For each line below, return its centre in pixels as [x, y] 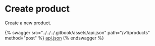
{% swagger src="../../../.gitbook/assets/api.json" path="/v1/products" [77, 32]
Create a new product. [28, 23]
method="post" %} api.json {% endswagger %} [54, 38]
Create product [37, 9]
